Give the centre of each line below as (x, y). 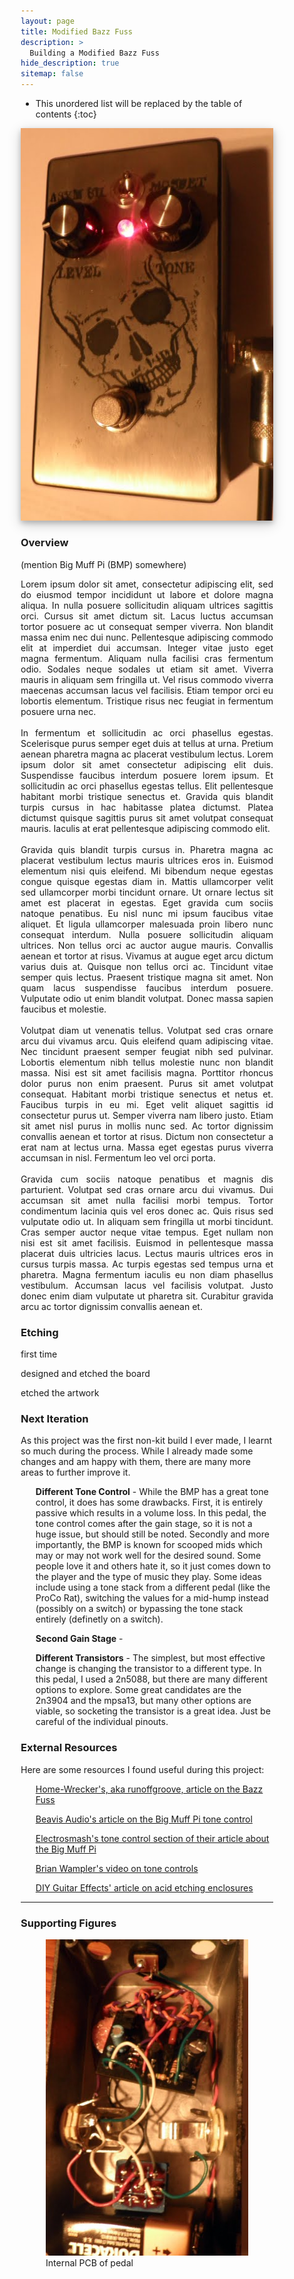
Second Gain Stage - (79, 1639)
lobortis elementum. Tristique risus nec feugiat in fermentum (147, 701)
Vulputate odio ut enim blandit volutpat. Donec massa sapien (147, 998)
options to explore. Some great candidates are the (138, 1690)
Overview (44, 543)
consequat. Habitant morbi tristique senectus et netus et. (147, 1094)
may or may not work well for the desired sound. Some (148, 1556)
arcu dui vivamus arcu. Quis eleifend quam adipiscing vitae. (147, 1041)
